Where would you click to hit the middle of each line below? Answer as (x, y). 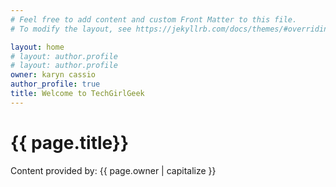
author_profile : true (55, 84)
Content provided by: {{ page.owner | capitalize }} (113, 170)
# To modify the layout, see (71, 29)
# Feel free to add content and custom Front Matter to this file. (154, 19)
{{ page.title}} (70, 142)
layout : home (37, 47)
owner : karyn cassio (53, 75)
